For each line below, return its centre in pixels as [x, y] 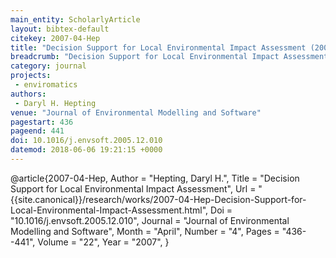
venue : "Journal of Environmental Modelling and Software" [136, 112]
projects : [31, 76]
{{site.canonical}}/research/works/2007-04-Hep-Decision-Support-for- [158, 199]
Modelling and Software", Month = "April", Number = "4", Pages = [145, 231]
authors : [28, 94]
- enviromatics [46, 85]
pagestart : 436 [42, 122]
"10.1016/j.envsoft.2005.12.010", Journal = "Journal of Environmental [150, 220]
